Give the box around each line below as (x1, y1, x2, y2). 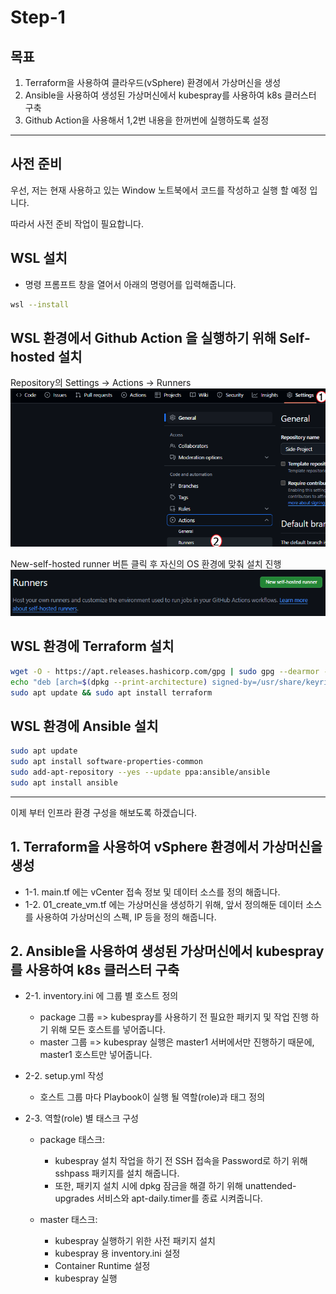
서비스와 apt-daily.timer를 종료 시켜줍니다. (96, 1192, 263, 1205)
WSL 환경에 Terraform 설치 (10, 638, 175, 655)
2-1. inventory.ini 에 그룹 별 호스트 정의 (24, 990, 179, 1002)
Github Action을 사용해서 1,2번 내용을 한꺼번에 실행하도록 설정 (24, 114, 270, 126)
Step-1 (10, 6, 66, 29)
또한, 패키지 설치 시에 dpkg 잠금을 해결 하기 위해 (54, 1180, 243, 1192)
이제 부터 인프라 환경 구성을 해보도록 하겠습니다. (10, 806, 198, 818)
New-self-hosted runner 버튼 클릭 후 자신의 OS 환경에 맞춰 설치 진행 (10, 558, 282, 570)
